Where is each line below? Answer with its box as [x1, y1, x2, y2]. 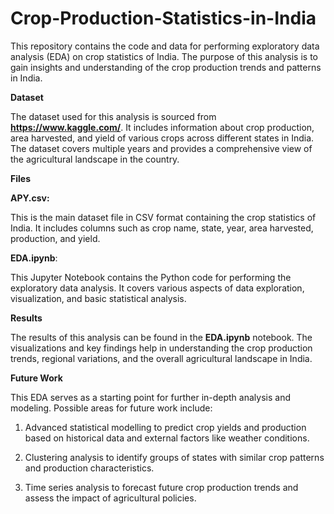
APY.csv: [10, 192, 50, 204]
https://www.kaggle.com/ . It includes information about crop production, [10, 121, 315, 133]
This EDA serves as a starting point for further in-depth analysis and [10, 391, 291, 403]
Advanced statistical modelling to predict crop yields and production [24, 421, 307, 433]
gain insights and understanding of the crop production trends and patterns [10, 61, 322, 73]
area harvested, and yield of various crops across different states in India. [10, 132, 315, 144]
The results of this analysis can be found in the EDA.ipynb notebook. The [10, 331, 313, 343]
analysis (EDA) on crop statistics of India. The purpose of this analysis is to [10, 50, 319, 62]
